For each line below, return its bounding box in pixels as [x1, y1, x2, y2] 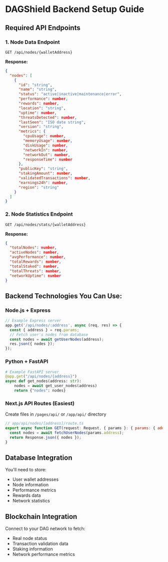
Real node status [12, 535, 47, 541]
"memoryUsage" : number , [23, 138, 72, 143]
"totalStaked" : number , [9, 264, 59, 269]
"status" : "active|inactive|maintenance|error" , [18, 92, 122, 97]
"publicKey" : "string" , [18, 166, 68, 171]
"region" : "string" [18, 184, 59, 190]
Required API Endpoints [5, 24, 81, 32]
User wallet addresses [12, 476, 59, 482]
